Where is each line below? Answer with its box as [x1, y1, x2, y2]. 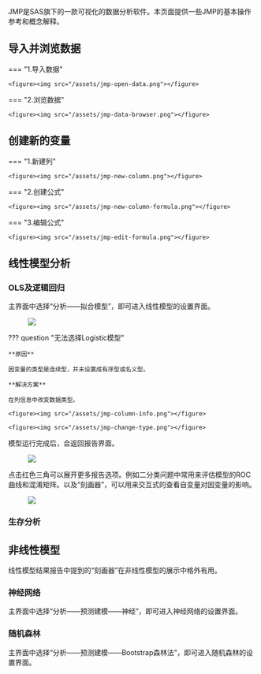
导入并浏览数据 [8, 42, 81, 55]
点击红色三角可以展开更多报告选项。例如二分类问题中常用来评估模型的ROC [8, 470, 251, 479]
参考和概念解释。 [8, 17, 64, 26]
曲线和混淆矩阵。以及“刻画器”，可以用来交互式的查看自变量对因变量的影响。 [8, 480, 256, 490]
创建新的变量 [8, 134, 71, 147]
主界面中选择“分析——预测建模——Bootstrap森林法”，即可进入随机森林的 [8, 647, 247, 657]
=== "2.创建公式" [8, 187, 65, 196]
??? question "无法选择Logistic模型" [8, 333, 125, 343]
